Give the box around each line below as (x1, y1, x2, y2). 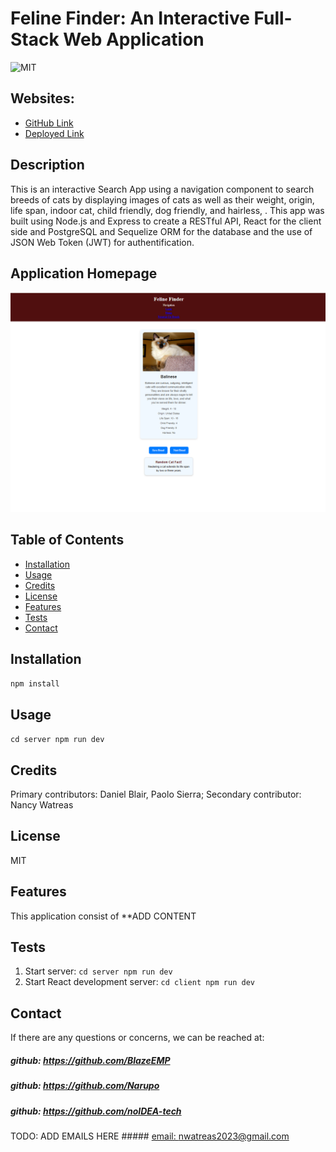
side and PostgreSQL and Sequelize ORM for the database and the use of (10, 225, 313, 237)
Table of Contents (10, 532, 125, 549)
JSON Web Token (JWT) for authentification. (10, 236, 195, 248)
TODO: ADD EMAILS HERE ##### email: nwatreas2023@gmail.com (10, 1130, 290, 1142)
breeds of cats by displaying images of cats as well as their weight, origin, (10, 193, 315, 206)
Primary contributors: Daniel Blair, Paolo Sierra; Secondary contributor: (10, 788, 302, 801)
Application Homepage (10, 265, 158, 282)
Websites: (10, 90, 75, 107)
